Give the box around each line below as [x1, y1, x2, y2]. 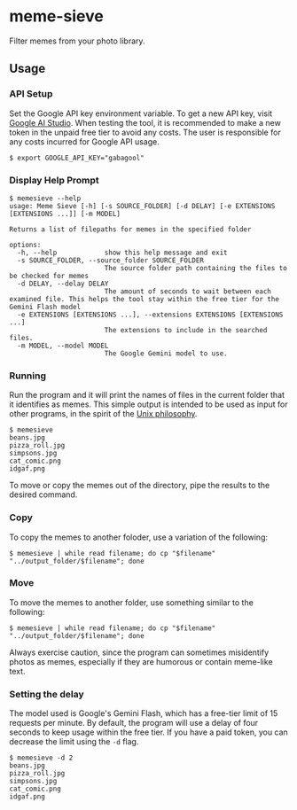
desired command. [9, 489, 78, 500]
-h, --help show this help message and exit [17, 248, 228, 257]
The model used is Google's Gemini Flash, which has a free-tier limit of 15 [9, 708, 278, 719]
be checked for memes [9, 271, 90, 280]
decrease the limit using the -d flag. [9, 736, 139, 747]
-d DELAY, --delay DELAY [17, 279, 109, 288]
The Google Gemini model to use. [104, 348, 228, 358]
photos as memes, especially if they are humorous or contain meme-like [9, 656, 273, 666]
